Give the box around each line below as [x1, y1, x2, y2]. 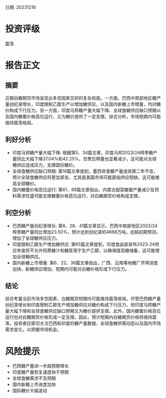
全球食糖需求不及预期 [12, 375, 56, 381]
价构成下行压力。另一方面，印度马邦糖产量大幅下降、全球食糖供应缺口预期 [5, 107, 157, 113]
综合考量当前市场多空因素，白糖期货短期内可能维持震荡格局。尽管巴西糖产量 [5, 296, 161, 302]
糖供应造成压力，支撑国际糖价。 [12, 162, 78, 168]
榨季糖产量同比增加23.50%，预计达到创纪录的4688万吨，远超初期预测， [12, 229, 161, 235]
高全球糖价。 [12, 180, 39, 186]
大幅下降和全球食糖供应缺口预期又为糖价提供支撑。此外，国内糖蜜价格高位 [9, 308, 161, 314]
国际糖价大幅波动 [12, 388, 47, 394]
